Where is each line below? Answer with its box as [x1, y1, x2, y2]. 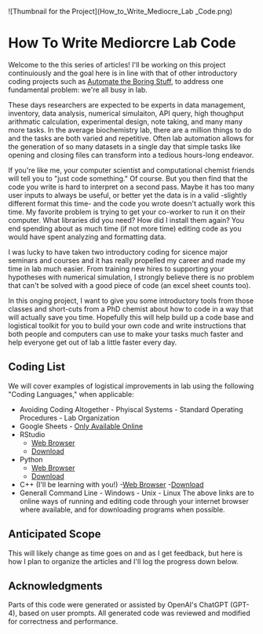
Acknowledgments [8, 579, 104, 592]
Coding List [8, 360, 65, 373]
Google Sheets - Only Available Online [19, 421, 144, 431]
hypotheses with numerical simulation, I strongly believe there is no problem [8, 272, 254, 282]
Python [19, 454, 43, 464]
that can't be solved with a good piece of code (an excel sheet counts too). [8, 280, 251, 290]
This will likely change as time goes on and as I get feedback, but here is [8, 548, 243, 558]
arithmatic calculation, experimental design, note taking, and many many [8, 117, 243, 126]
